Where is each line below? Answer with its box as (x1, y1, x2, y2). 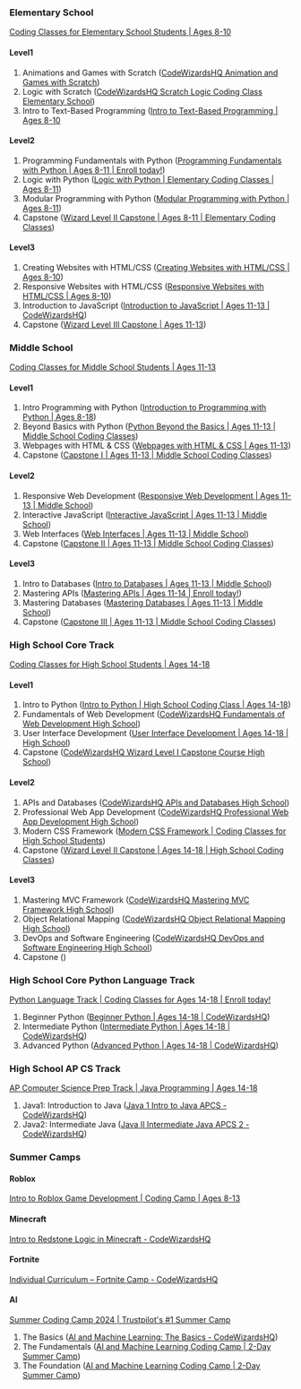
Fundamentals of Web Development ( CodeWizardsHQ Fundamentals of (21, 709, 285, 720)
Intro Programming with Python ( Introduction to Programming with (21, 402, 267, 413)
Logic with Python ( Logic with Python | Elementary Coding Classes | (21, 174, 275, 184)
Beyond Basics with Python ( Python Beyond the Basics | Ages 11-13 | (21, 421, 276, 432)
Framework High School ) (21, 904, 115, 914)
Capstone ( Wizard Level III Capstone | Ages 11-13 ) (21, 319, 207, 330)
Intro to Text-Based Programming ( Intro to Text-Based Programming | (21, 105, 279, 116)
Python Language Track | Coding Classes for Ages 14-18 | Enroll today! (9, 994, 271, 1005)
